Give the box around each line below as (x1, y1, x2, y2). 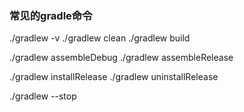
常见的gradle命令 (9, 8, 93, 22)
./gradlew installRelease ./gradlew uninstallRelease (9, 71, 219, 83)
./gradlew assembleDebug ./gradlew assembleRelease (9, 52, 234, 64)
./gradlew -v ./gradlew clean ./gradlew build (9, 32, 191, 44)
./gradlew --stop (9, 90, 77, 102)
